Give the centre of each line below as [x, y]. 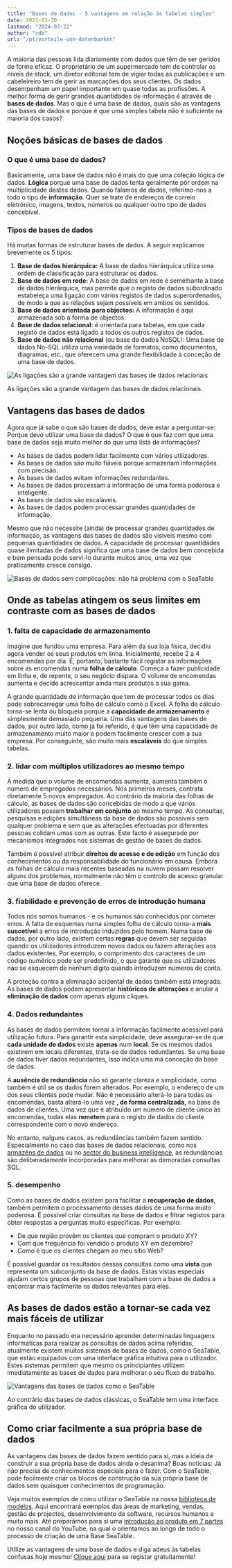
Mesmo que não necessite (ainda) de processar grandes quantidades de [111, 528]
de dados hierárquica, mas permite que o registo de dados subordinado [120, 288]
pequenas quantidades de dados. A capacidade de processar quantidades [114, 543]
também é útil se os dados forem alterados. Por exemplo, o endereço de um [116, 1087]
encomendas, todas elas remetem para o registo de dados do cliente [106, 1116]
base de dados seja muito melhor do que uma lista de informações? [104, 442]
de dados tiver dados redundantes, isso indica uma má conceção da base [113, 1059]
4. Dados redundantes [45, 1014]
